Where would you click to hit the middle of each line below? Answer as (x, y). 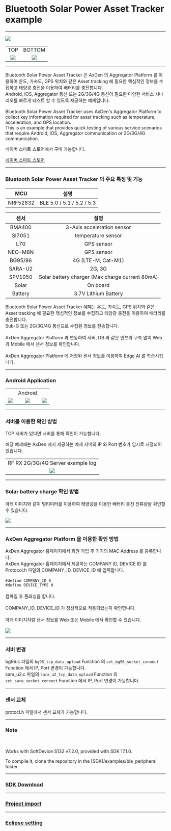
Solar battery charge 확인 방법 (42, 492)
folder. (12, 766)
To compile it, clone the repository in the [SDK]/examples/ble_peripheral (81, 761)
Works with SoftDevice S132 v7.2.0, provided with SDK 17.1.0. (69, 751)
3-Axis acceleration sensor (98, 227)
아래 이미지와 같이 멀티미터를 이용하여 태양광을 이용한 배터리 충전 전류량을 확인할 (85, 504)
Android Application (31, 380)
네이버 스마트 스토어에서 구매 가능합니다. (45, 149)
